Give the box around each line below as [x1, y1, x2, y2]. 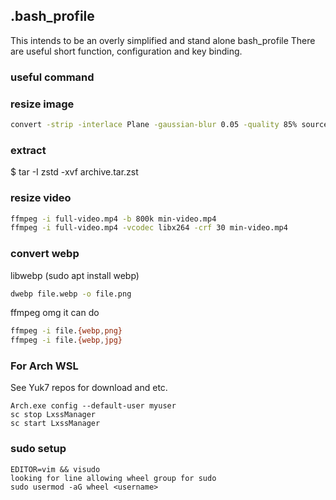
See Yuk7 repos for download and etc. [10, 382, 168, 394]
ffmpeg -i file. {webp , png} [10, 326, 123, 336]
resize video [10, 191, 72, 205]
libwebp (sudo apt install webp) [10, 269, 140, 281]
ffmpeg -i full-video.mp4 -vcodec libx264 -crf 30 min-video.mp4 [10, 223, 288, 233]
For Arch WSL [10, 359, 79, 373]
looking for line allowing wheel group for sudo [10, 473, 217, 483]
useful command [10, 70, 95, 84]
